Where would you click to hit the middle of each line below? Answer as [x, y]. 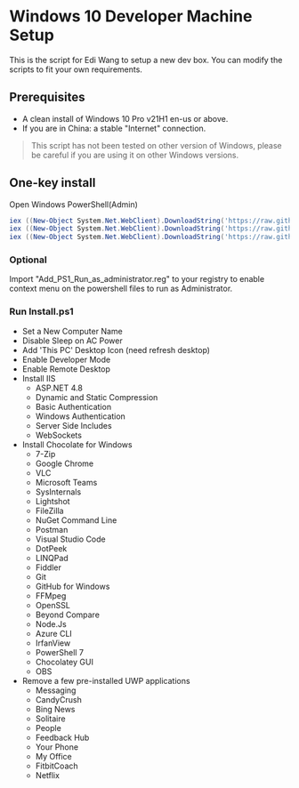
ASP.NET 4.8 [59, 388]
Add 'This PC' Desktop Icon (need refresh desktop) [116, 350]
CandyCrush [58, 699]
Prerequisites [47, 97]
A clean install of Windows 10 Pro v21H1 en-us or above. [125, 118]
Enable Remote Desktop [66, 369]
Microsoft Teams [66, 482]
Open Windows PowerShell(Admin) [73, 204]
